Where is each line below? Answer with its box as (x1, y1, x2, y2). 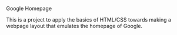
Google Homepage (6, 5, 52, 12)
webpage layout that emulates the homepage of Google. (6, 23, 143, 29)
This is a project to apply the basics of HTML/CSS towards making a (6, 16, 172, 23)
